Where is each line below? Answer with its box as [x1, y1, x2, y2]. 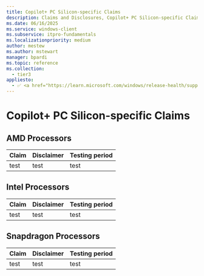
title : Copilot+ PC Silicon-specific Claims [6, 9, 121, 15]
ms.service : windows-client [6, 26, 78, 32]
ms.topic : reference [6, 60, 59, 66]
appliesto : [6, 77, 34, 83]
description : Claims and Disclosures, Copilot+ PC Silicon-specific [6, 15, 183, 21]
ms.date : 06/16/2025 [6, 20, 59, 26]
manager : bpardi [6, 54, 47, 60]
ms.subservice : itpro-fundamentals [6, 32, 97, 38]
